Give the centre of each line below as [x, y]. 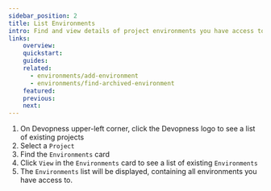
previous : [40, 98]
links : [19, 38]
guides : [35, 61]
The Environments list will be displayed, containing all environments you [138, 172]
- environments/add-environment [84, 76]
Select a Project [47, 146]
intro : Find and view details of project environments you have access [131, 31]
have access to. [46, 180]
